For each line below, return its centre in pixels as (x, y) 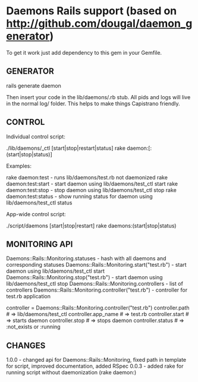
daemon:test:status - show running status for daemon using (79, 196)
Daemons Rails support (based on (92, 11)
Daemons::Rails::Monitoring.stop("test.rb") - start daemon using (84, 277)
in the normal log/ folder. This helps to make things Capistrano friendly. (93, 103)
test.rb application (29, 296)
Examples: (19, 166)
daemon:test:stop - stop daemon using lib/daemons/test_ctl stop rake (91, 190)
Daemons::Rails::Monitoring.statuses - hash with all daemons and (86, 258)
